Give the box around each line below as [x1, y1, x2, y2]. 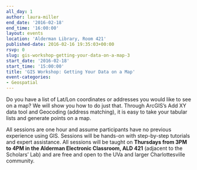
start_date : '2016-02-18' [6, 58, 69, 64]
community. [6, 157, 35, 164]
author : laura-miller [6, 14, 59, 20]
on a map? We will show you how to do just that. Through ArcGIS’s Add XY [6, 102, 187, 109]
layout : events [6, 31, 44, 36]
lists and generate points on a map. [6, 115, 91, 121]
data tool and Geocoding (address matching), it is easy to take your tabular [6, 108, 188, 115]
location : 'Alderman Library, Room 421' [6, 36, 107, 42]
